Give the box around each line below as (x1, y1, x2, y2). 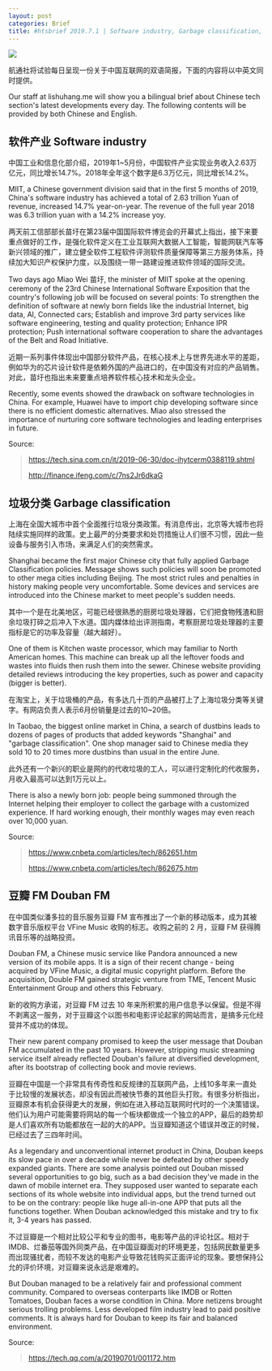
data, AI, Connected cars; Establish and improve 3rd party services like (8, 309, 245, 319)
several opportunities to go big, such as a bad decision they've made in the (8, 1171, 259, 1182)
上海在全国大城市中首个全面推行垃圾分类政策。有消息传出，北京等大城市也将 (8, 519, 264, 529)
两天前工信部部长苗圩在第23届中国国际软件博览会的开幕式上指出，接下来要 (8, 227, 259, 236)
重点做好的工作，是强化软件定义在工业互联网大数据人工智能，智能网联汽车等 (8, 237, 264, 247)
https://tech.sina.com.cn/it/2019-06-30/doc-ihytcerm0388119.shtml (28, 455, 255, 465)
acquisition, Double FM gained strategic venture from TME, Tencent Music (8, 974, 257, 984)
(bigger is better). (8, 678, 67, 687)
